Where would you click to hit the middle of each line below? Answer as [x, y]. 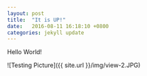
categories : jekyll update [46, 33]
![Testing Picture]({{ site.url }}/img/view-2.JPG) [74, 65]
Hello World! [25, 52]
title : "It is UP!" [37, 20]
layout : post [26, 13]
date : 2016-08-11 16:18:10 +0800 [58, 26]
